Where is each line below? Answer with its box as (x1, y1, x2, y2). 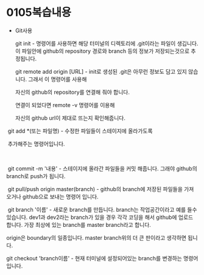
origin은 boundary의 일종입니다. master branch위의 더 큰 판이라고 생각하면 (6, 234, 187, 241)
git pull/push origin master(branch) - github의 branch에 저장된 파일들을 (7, 185, 183, 192)
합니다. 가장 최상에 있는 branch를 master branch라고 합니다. (6, 221, 151, 228)
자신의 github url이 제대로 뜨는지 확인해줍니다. (15, 114, 126, 122)
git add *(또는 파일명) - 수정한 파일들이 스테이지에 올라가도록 (7, 127, 153, 134)
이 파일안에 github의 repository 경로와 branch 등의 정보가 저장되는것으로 (15, 47, 190, 55)
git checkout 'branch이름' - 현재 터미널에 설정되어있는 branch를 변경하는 (6, 254, 183, 262)
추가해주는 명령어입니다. (7, 140, 65, 147)
